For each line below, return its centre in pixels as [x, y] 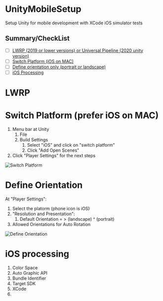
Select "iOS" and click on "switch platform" [71, 145]
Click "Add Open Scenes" [53, 150]
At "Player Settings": [26, 199]
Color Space [25, 268]
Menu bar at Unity [31, 129]
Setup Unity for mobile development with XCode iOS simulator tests [74, 23]
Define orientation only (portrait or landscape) [59, 67]
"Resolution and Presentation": [43, 214]
